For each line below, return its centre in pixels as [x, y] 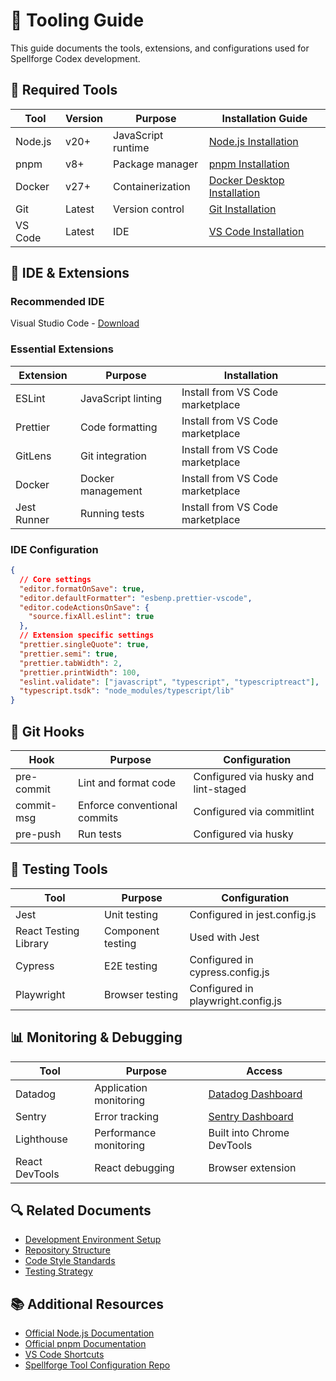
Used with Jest [224, 937]
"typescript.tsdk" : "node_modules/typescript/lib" [127, 691]
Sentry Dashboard [251, 1116]
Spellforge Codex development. [75, 58]
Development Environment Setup [93, 1240]
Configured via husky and [254, 776]
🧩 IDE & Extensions [70, 273]
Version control [149, 209]
